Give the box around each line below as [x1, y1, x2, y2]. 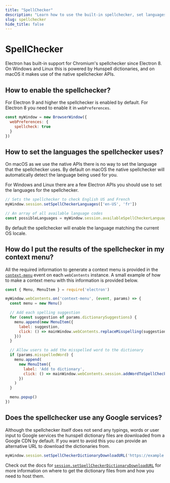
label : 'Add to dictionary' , [23, 367, 85, 372]
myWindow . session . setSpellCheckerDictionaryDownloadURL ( [5, 453, 128, 458]
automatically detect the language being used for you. [5, 172, 118, 178]
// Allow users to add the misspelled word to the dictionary [10, 348, 144, 353]
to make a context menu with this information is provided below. [5, 277, 139, 283]
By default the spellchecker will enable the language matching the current [5, 225, 159, 231]
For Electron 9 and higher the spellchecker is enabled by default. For [5, 100, 148, 105]
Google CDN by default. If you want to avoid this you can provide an [5, 438, 147, 444]
